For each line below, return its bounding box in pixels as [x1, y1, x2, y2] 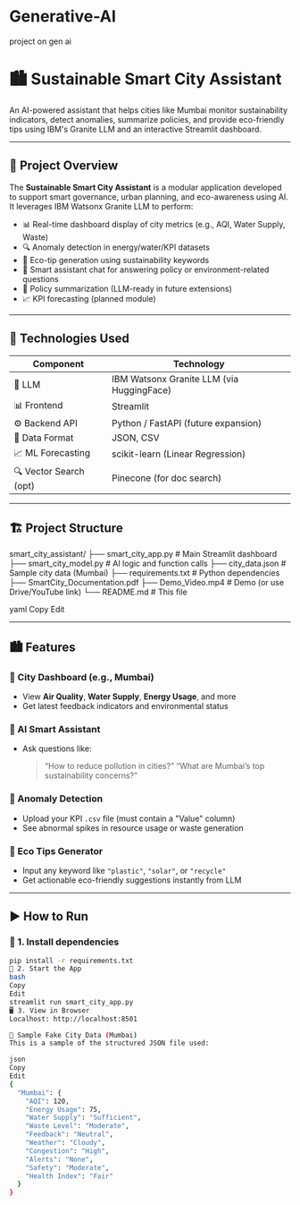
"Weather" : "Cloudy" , [25, 1139, 105, 1148]
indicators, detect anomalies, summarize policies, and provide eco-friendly [9, 114, 285, 124]
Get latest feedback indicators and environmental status [21, 701, 229, 711]
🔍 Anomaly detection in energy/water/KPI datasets [21, 242, 210, 252]
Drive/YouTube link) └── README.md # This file [9, 586, 187, 597]
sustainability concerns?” [44, 770, 138, 781]
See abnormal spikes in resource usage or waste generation [21, 822, 244, 833]
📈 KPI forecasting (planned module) [21, 293, 156, 303]
